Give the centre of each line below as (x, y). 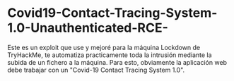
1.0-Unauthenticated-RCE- (88, 28)
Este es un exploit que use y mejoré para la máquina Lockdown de (104, 47)
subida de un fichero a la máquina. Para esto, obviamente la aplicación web (117, 62)
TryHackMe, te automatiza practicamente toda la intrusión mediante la (110, 55)
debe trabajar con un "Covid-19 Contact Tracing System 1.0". (96, 70)
